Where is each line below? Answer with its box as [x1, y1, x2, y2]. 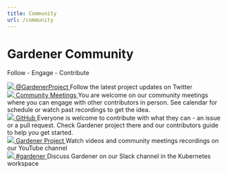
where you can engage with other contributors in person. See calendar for [7, 98, 218, 107]
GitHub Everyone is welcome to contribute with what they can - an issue [15, 114, 221, 122]
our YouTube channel [7, 144, 67, 152]
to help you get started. [7, 129, 74, 137]
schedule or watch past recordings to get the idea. [7, 106, 151, 114]
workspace [7, 160, 39, 168]
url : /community [7, 17, 54, 23]
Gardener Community [7, 46, 134, 62]
